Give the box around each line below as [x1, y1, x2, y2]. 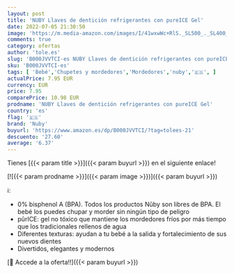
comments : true [7, 36, 52, 43]
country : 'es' [7, 107, 49, 114]
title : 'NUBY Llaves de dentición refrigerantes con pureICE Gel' [7, 17, 204, 24]
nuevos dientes [17, 237, 61, 246]
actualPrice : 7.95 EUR [7, 75, 73, 82]
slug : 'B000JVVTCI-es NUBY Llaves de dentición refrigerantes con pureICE [7, 56, 229, 63]
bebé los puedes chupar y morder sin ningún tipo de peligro [17, 208, 190, 216]
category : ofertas [7, 42, 61, 49]
